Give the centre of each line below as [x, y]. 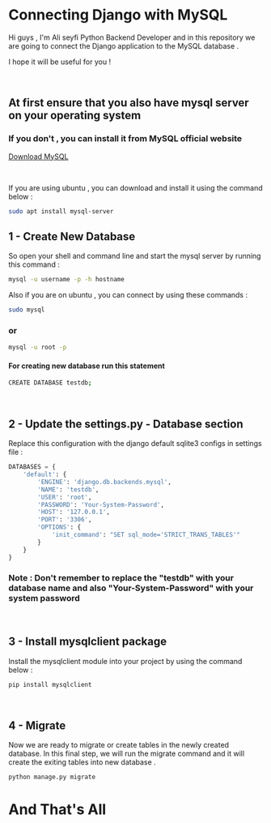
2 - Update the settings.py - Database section [126, 424]
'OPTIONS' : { [59, 527]
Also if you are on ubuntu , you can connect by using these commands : [128, 295]
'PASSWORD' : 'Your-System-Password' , [101, 504]
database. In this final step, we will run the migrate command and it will [127, 754]
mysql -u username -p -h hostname [67, 280]
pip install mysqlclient [50, 684]
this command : [34, 264]
